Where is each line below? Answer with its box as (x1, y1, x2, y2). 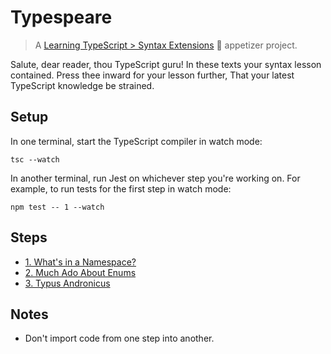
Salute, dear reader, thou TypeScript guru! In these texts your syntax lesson (10, 58, 322, 70)
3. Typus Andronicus (24, 277, 111, 289)
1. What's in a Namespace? (24, 256, 137, 268)
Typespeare (10, 6, 113, 29)
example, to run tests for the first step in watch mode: (10, 182, 232, 195)
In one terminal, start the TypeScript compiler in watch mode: (10, 135, 263, 147)
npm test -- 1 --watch (10, 202, 105, 212)
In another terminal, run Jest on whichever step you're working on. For (10, 172, 301, 184)
